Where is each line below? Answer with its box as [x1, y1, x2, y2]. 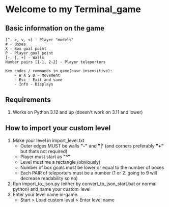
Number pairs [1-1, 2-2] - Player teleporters [5, 60, 106, 65]
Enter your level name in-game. [12, 191, 79, 197]
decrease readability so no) [20, 175, 78, 181]
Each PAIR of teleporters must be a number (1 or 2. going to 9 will [20, 169, 157, 176]
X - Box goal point [5, 46, 47, 51]
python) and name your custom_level [12, 186, 91, 192]
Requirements [5, 96, 51, 104]
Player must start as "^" [20, 154, 71, 160]
